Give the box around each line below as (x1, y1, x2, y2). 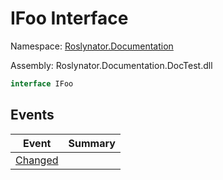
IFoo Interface (10, 7, 129, 30)
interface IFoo (10, 78, 74, 89)
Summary (68, 136, 116, 150)
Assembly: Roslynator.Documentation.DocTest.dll (10, 59, 213, 71)
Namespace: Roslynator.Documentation (10, 40, 174, 52)
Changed (15, 153, 59, 167)
